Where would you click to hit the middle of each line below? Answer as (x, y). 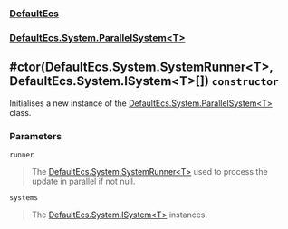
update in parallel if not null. (83, 181)
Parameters (35, 136)
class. (20, 112)
